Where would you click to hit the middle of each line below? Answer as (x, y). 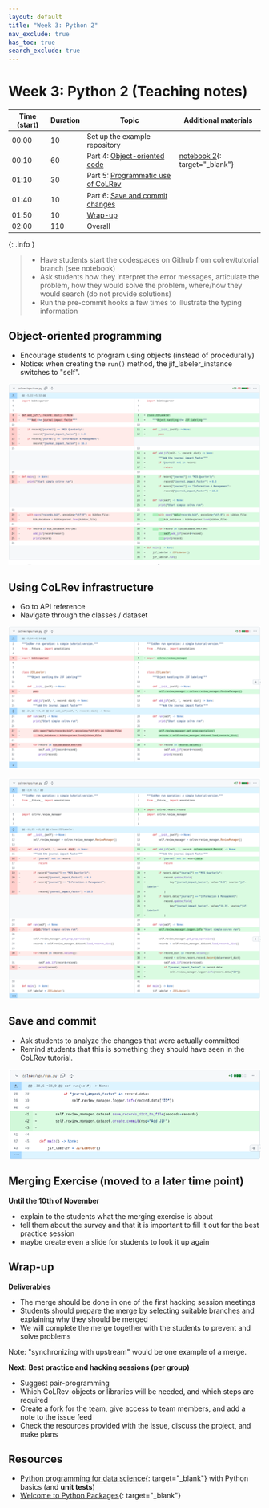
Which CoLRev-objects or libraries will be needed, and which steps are (137, 1391)
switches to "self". (50, 373)
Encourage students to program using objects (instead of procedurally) (137, 355)
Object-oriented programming (85, 336)
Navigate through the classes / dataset (84, 615)
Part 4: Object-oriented (126, 156)
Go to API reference (52, 607)
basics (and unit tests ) (58, 1487)
